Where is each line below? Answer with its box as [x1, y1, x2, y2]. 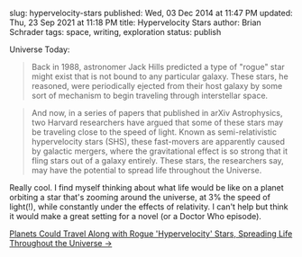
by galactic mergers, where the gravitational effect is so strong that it [31, 146, 288, 156]
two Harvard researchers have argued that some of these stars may [31, 117, 284, 128]
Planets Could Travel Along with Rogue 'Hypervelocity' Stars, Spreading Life [9, 228, 293, 239]
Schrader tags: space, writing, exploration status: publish [9, 27, 222, 37]
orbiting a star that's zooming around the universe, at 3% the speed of [9, 192, 270, 202]
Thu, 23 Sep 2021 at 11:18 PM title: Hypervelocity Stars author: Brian [9, 17, 261, 28]
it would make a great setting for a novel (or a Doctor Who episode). [9, 211, 261, 221]
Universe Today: [9, 44, 70, 55]
